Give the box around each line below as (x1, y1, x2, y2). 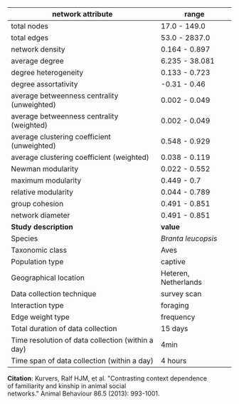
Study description (11, 222, 73, 231)
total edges (11, 33, 48, 42)
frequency (161, 312, 196, 322)
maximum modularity (11, 176, 82, 185)
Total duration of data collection (11, 324, 117, 333)
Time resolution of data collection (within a (11, 335, 154, 345)
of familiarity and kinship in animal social (7, 382, 127, 390)
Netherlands (161, 278, 203, 287)
